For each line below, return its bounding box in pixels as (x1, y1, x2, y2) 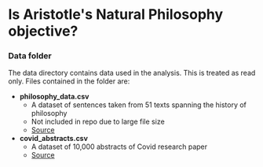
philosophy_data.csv (19, 92, 89, 102)
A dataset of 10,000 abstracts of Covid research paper (31, 142, 208, 151)
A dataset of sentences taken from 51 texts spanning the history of (31, 100, 247, 109)
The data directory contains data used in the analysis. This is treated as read (8, 69, 256, 78)
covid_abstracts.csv (19, 134, 89, 143)
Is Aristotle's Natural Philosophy (8, 6, 224, 24)
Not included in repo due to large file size (31, 117, 165, 127)
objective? (8, 22, 79, 40)
